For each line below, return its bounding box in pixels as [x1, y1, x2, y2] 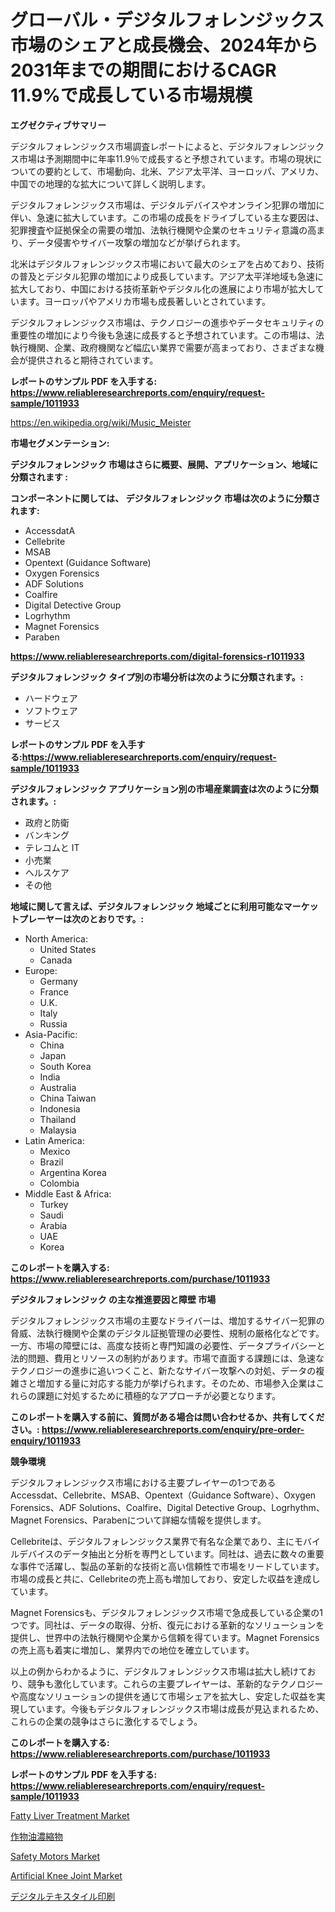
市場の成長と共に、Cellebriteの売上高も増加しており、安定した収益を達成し [10, 1572, 321, 1585]
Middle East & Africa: [24, 1187, 112, 1200]
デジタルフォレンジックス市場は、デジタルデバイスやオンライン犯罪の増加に [10, 199, 325, 211]
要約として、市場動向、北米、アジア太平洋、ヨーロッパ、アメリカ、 [44, 165, 324, 177]
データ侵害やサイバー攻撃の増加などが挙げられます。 [27, 236, 246, 248]
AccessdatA [24, 524, 76, 536]
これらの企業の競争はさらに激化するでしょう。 [10, 1715, 203, 1727]
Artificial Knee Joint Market [10, 1869, 123, 1881]
